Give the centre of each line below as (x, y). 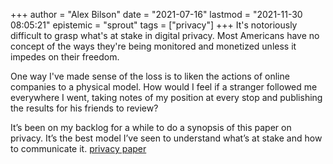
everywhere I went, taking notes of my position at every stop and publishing (166, 97)
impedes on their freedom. (65, 57)
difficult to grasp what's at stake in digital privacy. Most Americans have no (165, 35)
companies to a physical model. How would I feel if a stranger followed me (164, 87)
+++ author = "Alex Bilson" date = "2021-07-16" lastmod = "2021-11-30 (156, 14)
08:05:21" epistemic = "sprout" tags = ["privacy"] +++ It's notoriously (154, 25)
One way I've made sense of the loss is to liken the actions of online (150, 76)
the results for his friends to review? (84, 108)
